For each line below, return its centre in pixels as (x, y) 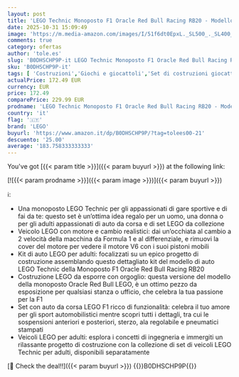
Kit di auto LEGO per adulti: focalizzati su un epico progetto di (108, 254)
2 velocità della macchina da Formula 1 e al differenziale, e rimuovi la (118, 239)
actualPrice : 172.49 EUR (44, 80)
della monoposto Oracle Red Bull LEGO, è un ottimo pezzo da (107, 285)
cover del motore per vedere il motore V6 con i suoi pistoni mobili (113, 247)
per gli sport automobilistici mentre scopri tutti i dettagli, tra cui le (113, 314)
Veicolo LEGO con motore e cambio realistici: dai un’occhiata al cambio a (124, 231)
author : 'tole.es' (34, 54)
